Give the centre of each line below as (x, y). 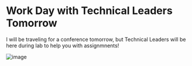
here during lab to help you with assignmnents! (63, 46)
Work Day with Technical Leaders (89, 11)
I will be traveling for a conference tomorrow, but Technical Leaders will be (96, 39)
